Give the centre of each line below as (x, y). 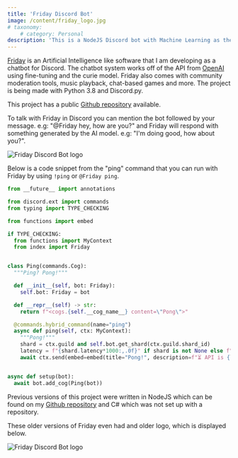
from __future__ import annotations (61, 189)
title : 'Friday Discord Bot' (50, 14)
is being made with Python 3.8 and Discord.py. (75, 91)
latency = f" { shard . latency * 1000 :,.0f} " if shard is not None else (122, 351)
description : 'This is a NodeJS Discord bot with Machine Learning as (114, 40)
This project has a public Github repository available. (84, 104)
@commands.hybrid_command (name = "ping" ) (73, 325)
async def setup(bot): (41, 376)
